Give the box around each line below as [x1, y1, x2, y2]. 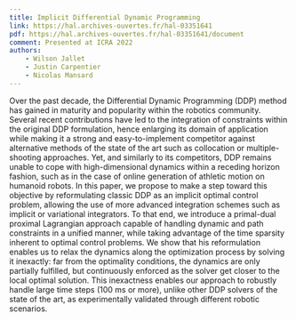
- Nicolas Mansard [25, 71, 93, 80]
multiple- [245, 142, 280, 153]
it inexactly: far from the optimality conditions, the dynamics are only [9, 255, 260, 267]
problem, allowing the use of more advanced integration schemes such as [9, 199, 281, 210]
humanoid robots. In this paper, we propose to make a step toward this [9, 180, 268, 191]
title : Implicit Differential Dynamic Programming [9, 12, 201, 22]
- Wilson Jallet [25, 54, 86, 63]
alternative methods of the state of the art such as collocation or [9, 142, 245, 153]
